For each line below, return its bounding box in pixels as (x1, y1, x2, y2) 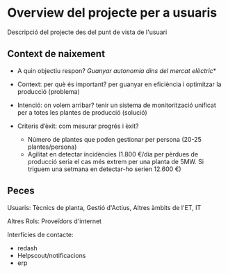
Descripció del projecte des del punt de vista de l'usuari (7, 28, 168, 36)
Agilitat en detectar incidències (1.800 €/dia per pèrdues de (27, 150, 199, 158)
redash (17, 243, 38, 252)
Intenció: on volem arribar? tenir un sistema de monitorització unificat (17, 101, 217, 109)
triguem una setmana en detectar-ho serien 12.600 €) (27, 165, 182, 173)
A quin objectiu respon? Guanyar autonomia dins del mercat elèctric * (17, 66, 217, 74)
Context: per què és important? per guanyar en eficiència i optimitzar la (17, 80, 222, 88)
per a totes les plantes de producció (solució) (17, 108, 147, 116)
